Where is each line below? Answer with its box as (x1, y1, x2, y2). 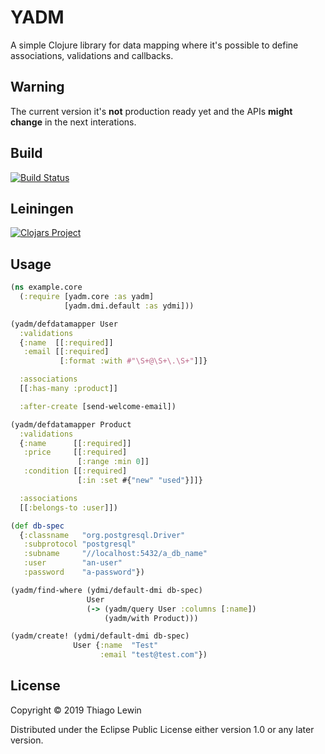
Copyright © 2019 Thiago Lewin (10, 704, 142, 716)
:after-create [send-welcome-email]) (19, 401, 177, 411)
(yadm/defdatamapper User (10, 319, 118, 329)
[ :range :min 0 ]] (77, 457, 150, 467)
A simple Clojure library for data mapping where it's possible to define (10, 39, 299, 51)
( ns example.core (10, 282, 83, 293)
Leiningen (10, 200, 74, 217)
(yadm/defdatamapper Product (10, 419, 132, 430)
